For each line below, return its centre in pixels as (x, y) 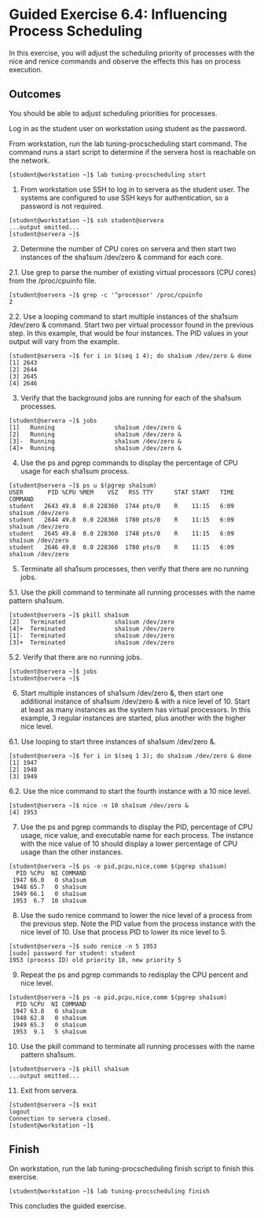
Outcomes (35, 95)
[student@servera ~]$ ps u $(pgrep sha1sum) (83, 485)
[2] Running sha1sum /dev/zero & (95, 434)
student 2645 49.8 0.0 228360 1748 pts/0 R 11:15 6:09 (122, 533)
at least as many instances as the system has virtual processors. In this (135, 709)
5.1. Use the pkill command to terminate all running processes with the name (132, 592)
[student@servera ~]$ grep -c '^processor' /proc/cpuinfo (106, 295)
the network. (29, 160)
